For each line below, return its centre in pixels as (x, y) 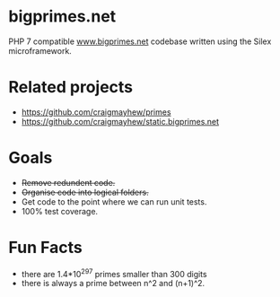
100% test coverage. (60, 211)
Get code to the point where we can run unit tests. (114, 201)
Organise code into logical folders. (85, 192)
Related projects (71, 87)
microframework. (40, 50)
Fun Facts (45, 248)
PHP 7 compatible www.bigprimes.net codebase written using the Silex (140, 41)
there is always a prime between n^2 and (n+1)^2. (113, 284)
